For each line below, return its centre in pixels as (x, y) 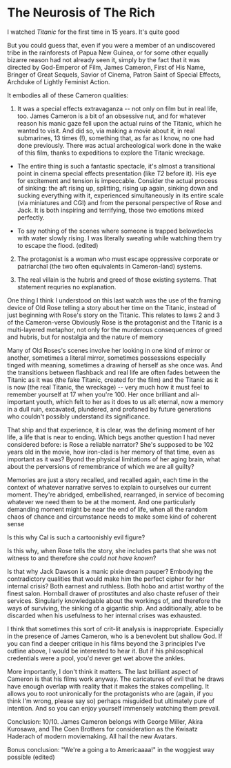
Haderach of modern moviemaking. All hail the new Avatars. (92, 736)
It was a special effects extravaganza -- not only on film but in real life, (118, 108)
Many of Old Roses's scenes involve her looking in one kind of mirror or (109, 350)
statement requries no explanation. (67, 287)
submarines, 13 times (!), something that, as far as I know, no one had (116, 138)
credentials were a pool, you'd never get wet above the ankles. (96, 658)
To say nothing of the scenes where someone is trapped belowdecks (115, 231)
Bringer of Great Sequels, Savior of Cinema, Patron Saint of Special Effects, (114, 75)
